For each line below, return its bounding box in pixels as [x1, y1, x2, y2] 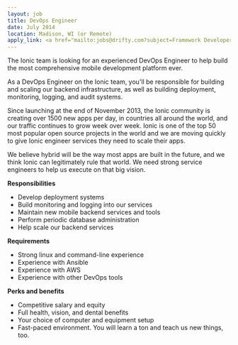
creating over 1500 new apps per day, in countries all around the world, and [7, 114, 228, 123]
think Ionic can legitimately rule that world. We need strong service [7, 158, 203, 167]
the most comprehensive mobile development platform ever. [7, 64, 183, 72]
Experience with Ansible [17, 258, 89, 267]
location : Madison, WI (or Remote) [7, 30, 113, 38]
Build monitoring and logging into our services [17, 200, 153, 209]
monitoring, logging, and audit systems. [7, 93, 123, 102]
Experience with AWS [17, 265, 81, 274]
